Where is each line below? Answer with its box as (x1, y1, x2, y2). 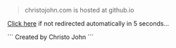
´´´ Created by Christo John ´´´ (7, 33, 94, 41)
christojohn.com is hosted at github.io (24, 6, 134, 14)
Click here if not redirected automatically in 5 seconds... (7, 19, 170, 27)
